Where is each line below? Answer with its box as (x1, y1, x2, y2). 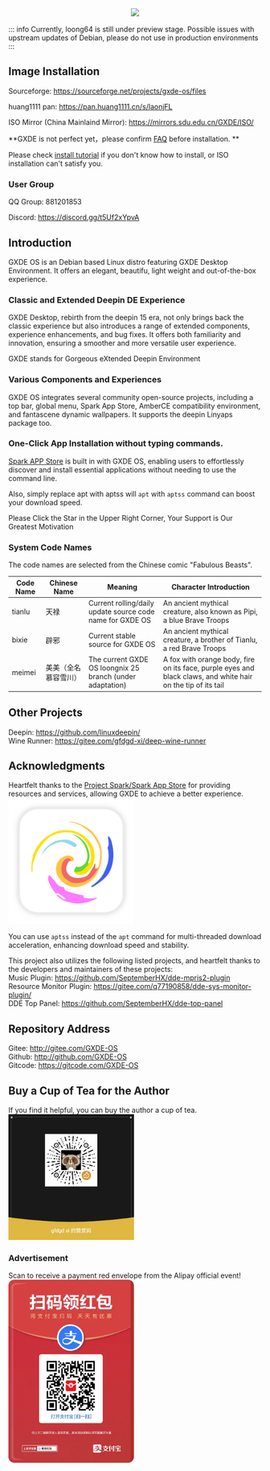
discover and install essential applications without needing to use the (8, 464, 237, 474)
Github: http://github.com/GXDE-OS (8, 1052, 127, 1061)
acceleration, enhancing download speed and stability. (8, 941, 190, 950)
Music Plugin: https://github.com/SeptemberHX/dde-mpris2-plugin (8, 973, 231, 983)
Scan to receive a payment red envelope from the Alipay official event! (8, 1271, 241, 1280)
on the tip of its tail (163, 680, 225, 690)
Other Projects (8, 706, 83, 719)
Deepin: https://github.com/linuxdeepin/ (8, 727, 141, 737)
